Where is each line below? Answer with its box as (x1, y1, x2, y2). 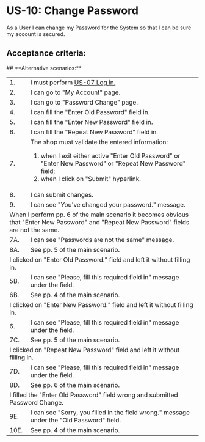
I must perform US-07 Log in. (30, 78, 116, 86)
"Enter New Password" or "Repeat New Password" (40, 159, 186, 168)
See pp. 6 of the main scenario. (30, 380, 120, 389)
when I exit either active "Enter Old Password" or (40, 151, 181, 160)
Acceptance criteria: (6, 48, 87, 59)
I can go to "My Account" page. (30, 88, 121, 97)
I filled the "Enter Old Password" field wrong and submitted (9, 391, 178, 399)
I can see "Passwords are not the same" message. (30, 235, 174, 244)
